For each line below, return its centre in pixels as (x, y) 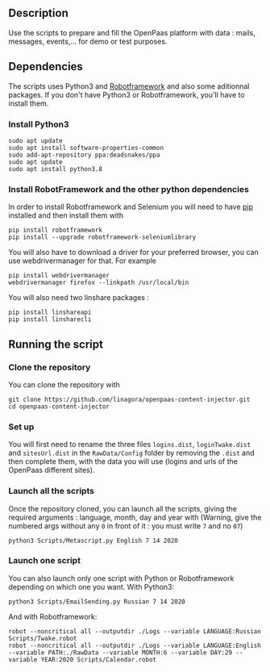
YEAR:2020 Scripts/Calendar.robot (99, 659)
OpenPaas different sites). (52, 470)
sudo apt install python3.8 (56, 169)
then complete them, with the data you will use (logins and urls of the (123, 461)
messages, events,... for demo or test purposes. (88, 41)
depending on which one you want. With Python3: (91, 586)
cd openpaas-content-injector (59, 407)
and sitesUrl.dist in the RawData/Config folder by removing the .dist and (132, 453)
